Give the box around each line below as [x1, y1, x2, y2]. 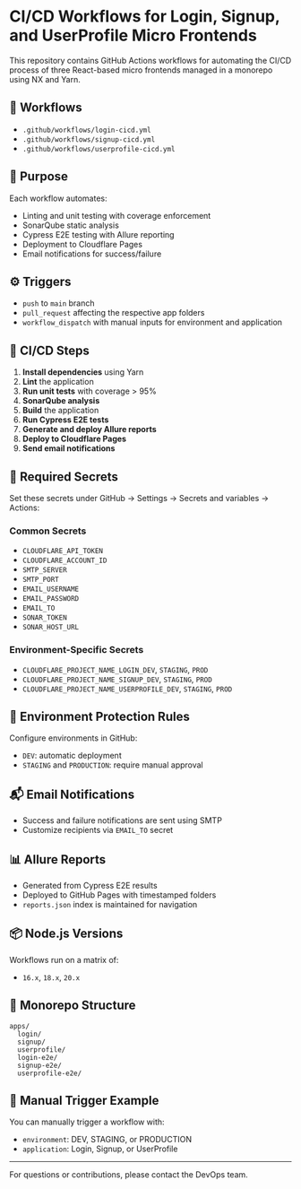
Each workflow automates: [9, 193, 107, 204]
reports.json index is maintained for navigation [21, 899, 198, 910]
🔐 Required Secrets [9, 469, 119, 484]
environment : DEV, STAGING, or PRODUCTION [21, 1134, 193, 1145]
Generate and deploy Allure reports [21, 424, 157, 435]
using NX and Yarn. [9, 74, 81, 84]
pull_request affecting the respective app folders [21, 308, 205, 318]
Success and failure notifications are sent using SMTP [21, 815, 222, 826]
